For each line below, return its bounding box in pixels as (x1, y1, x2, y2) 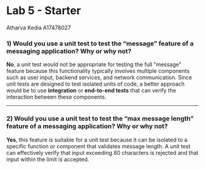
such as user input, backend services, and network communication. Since (6, 74, 192, 81)
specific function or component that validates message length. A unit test (6, 142, 191, 150)
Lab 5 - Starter (6, 4, 81, 18)
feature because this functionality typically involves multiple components (6, 67, 190, 75)
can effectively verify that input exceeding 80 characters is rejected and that (6, 149, 199, 156)
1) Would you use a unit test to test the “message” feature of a (6, 39, 194, 48)
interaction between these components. (6, 93, 107, 101)
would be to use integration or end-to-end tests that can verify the (6, 87, 176, 94)
